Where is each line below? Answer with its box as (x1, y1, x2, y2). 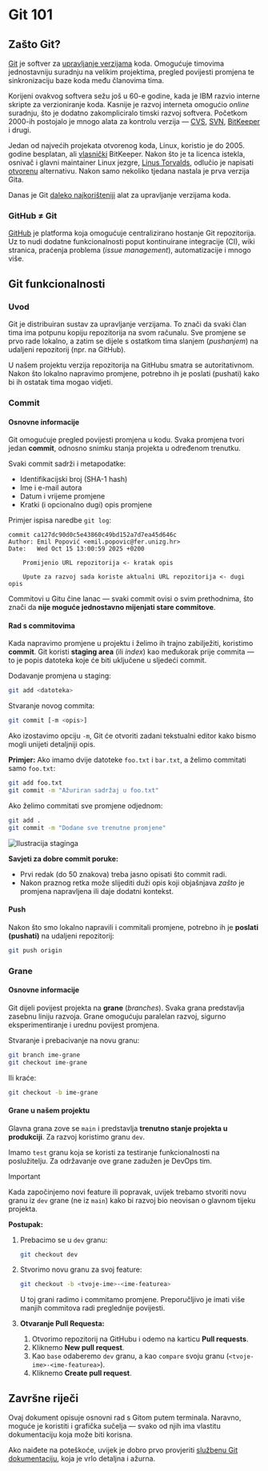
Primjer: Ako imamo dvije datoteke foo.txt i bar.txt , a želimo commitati (8, 755, 246, 765)
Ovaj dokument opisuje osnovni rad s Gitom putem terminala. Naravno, (8, 1413, 242, 1422)
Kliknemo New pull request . (31, 1343, 125, 1353)
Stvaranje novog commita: (8, 701, 95, 711)
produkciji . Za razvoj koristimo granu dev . (8, 1132, 146, 1141)
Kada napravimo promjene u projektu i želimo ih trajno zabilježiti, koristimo (8, 639, 254, 648)
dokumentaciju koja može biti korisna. (8, 1430, 134, 1440)
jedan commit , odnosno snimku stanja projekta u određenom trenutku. (8, 443, 242, 453)
